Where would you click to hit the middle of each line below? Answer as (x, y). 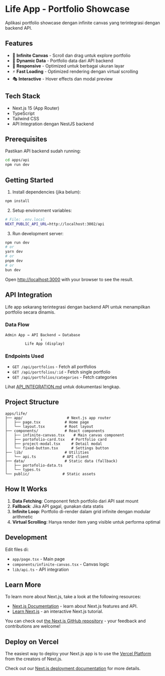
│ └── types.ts (23, 469)
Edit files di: (17, 549)
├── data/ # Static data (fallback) (62, 461)
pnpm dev (14, 261)
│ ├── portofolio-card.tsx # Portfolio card (56, 439)
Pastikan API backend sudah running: (43, 151)
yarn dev (14, 252)
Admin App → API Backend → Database (43, 335)
